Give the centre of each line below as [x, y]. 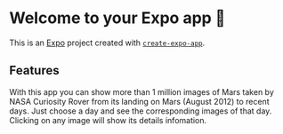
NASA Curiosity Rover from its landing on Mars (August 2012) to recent [139, 101]
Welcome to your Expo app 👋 [117, 18]
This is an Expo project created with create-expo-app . [107, 43]
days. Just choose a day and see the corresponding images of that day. [141, 111]
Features [34, 71]
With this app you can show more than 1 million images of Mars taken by [141, 91]
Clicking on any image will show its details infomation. [108, 120]
